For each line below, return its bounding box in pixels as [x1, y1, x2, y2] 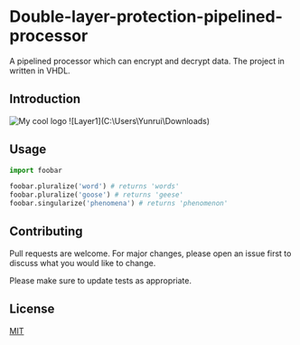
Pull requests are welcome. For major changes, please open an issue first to [9, 247, 292, 259]
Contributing [9, 224, 83, 239]
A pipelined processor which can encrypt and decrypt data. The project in [9, 55, 285, 66]
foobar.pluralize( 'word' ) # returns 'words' [9, 182, 180, 191]
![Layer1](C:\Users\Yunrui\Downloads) [69, 115, 211, 126]
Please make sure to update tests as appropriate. [9, 274, 192, 286]
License [9, 302, 55, 317]
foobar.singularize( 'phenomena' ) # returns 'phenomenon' [9, 199, 229, 208]
